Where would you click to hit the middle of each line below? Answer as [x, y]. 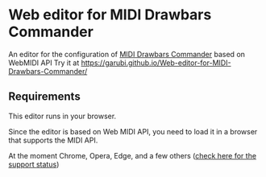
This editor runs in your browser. [62, 116]
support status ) [34, 164]
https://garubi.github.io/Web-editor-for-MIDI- [156, 63]
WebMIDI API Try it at [44, 63]
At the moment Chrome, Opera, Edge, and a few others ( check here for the [132, 155]
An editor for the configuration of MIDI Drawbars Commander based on [127, 54]
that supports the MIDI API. [53, 140]
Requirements [44, 97]
